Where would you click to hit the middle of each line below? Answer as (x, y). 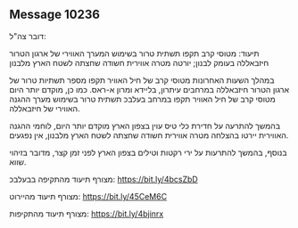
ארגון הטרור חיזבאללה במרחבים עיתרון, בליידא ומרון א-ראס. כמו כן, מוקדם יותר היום (149, 89)
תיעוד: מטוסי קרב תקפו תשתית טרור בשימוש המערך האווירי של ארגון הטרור (134, 53)
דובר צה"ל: (28, 36)
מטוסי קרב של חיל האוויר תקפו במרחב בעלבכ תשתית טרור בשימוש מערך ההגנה (143, 99)
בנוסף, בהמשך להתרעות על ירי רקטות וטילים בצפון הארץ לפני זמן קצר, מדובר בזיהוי (148, 152)
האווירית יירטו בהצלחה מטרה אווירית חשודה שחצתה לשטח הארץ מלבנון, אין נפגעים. (149, 135)
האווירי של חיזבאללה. (45, 108)
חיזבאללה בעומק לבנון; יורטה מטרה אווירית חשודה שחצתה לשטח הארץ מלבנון (139, 62)
